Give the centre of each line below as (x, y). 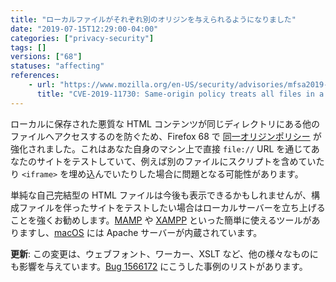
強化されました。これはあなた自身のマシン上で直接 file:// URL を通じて (161, 148)
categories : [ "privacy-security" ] (82, 38)
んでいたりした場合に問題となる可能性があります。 (199, 173)
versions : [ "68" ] (46, 57)
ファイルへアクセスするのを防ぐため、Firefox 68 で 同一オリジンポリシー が (166, 136)
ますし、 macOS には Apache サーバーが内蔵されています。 (140, 232)
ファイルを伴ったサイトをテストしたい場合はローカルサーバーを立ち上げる (172, 207)
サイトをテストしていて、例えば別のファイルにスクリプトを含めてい (176, 161)
